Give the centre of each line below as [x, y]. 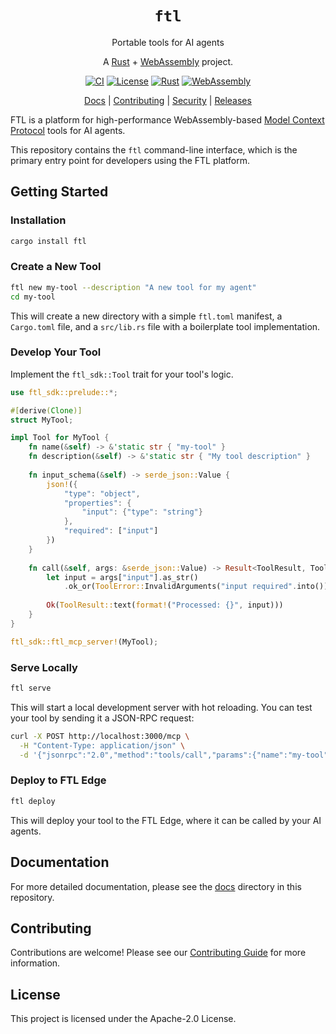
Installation [38, 220]
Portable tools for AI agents [168, 42]
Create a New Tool [56, 267]
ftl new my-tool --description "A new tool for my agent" [133, 287]
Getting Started [59, 192]
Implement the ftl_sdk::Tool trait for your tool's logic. [122, 374]
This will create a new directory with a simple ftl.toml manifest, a [146, 316]
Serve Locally [44, 667]
